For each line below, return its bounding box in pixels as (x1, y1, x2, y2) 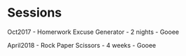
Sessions (7, 5, 62, 21)
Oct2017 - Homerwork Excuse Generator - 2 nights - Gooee (7, 28, 180, 36)
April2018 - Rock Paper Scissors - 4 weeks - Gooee (7, 41, 156, 49)
